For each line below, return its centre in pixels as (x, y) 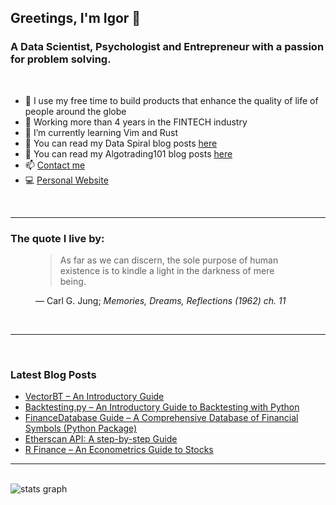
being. (73, 281)
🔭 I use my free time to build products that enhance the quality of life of (171, 100)
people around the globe (75, 111)
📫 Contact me (55, 165)
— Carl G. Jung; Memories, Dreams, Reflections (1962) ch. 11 (161, 300)
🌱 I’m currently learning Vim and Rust (101, 132)
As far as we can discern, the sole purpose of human (169, 260)
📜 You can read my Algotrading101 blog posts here (128, 153)
